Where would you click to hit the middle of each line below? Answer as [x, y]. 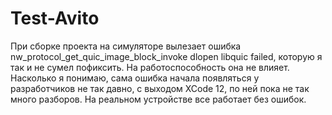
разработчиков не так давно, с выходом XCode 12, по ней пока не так [160, 88]
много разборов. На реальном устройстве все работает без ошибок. [158, 99]
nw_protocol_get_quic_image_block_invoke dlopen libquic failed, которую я [166, 56]
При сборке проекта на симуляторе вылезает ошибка [126, 46]
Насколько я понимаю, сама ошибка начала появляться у [135, 78]
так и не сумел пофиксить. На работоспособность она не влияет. [150, 67]
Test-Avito [55, 18]
